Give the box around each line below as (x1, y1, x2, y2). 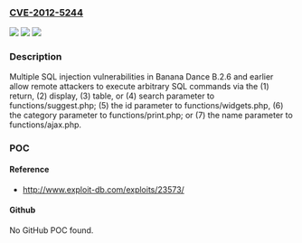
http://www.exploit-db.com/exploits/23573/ (22, 183, 185, 195)
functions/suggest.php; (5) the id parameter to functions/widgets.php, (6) (9, 99, 284, 110)
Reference (9, 164, 50, 175)
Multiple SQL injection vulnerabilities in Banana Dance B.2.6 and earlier (9, 70, 274, 82)
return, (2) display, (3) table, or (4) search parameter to (9, 90, 215, 101)
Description (9, 51, 62, 63)
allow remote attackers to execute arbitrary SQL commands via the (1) (9, 80, 269, 91)
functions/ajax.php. (9, 119, 82, 130)
